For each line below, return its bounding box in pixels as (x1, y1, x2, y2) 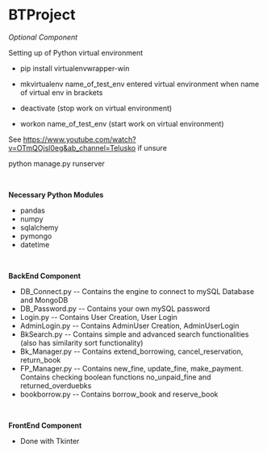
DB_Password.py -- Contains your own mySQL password (19, 304, 211, 313)
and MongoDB (19, 295, 69, 305)
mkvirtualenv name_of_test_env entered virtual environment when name (19, 79, 260, 89)
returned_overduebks (19, 380, 92, 390)
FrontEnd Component (8, 421, 82, 430)
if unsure (137, 143, 168, 152)
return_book (19, 355, 61, 364)
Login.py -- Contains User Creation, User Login (19, 312, 177, 321)
